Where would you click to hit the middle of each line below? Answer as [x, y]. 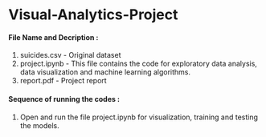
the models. [39, 125]
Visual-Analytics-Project [93, 15]
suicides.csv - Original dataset [70, 55]
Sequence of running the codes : [64, 99]
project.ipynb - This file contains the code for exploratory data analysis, [138, 64]
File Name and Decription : [53, 37]
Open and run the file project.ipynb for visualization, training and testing [139, 117]
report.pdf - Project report [63, 81]
